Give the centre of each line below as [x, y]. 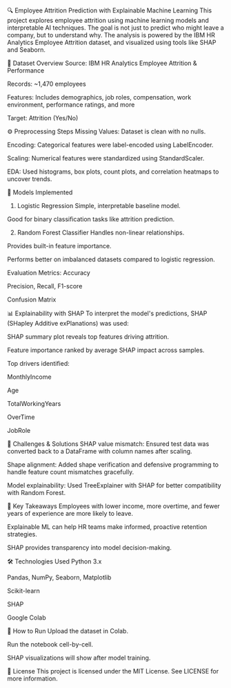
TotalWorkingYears [34, 403]
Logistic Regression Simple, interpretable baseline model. [99, 206]
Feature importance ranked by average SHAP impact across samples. [106, 350]
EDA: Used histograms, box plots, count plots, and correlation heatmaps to [113, 171]
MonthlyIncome [29, 377]
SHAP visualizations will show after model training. [79, 658]
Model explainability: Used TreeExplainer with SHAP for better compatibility [114, 485]
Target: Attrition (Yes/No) [43, 118]
